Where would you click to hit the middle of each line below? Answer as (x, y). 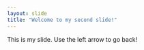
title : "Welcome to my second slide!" (62, 20)
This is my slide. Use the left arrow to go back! (72, 39)
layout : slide (27, 13)
